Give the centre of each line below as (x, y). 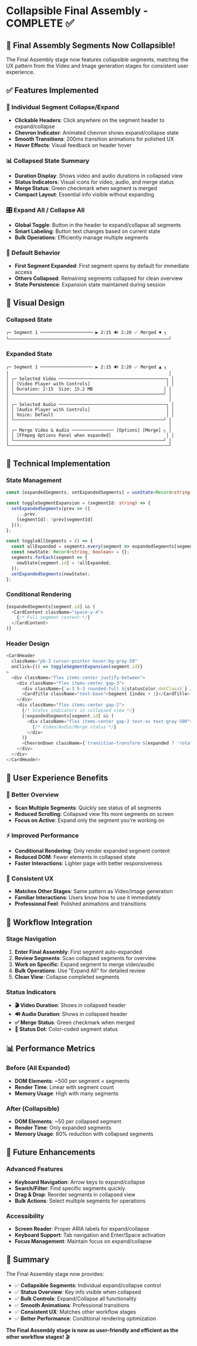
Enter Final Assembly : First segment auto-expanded (78, 952)
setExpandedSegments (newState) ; (51, 574)
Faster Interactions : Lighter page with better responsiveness (88, 863)
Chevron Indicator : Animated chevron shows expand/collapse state (96, 132)
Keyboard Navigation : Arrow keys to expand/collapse (80, 1182)
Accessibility (25, 1216)
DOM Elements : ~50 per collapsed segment (68, 1121)
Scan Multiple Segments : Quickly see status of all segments (88, 808)
